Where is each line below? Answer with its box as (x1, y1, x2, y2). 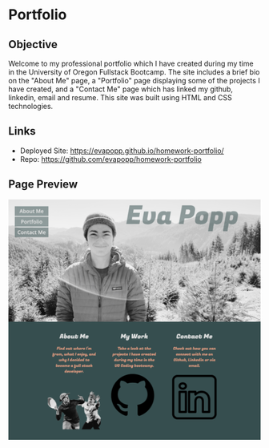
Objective (8, 38, 58, 51)
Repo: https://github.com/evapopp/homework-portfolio (19, 154, 202, 163)
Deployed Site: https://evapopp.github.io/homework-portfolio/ (19, 146, 224, 155)
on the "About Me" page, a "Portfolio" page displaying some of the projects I (8, 76, 260, 85)
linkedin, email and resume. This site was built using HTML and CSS (8, 93, 232, 102)
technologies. (8, 102, 54, 111)
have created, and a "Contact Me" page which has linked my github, (8, 84, 234, 94)
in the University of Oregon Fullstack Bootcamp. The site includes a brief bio (8, 67, 260, 77)
